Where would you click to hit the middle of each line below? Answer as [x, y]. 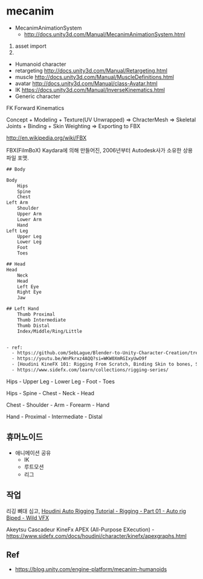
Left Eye [28, 286]
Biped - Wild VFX [28, 517]
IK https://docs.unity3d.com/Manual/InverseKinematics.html [90, 89]
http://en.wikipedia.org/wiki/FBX [47, 138]
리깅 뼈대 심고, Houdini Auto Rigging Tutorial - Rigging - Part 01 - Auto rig [96, 511]
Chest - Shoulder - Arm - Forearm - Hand [58, 405]
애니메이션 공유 [33, 453]
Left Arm [17, 203]
